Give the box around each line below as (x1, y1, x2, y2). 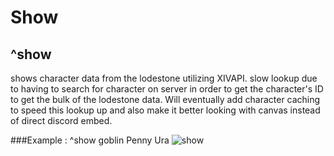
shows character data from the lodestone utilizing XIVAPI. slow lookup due (10, 72, 318, 84)
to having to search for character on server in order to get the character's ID (10, 83, 324, 95)
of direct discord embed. (10, 115, 113, 126)
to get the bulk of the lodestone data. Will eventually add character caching (10, 94, 321, 105)
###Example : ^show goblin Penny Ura (10, 134, 170, 146)
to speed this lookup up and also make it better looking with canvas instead (10, 104, 321, 116)
